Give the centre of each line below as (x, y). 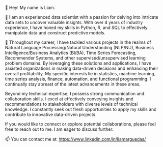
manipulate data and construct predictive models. (55, 33)
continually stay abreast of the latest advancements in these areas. (73, 84)
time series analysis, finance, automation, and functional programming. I (78, 79)
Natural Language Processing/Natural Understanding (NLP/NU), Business (80, 47)
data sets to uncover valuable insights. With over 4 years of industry (74, 22)
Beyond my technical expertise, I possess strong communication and (75, 94)
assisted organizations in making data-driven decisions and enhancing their (82, 68)
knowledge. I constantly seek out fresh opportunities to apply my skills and (81, 109)
